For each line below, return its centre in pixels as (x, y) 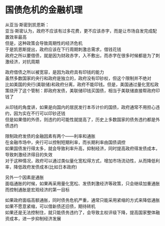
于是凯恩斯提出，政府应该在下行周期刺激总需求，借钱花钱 (63, 49)
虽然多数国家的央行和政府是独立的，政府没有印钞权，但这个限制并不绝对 (78, 78)
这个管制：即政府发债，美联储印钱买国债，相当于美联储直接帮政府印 (91, 90)
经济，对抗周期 (24, 62)
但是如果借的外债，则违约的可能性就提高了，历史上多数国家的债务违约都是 (80, 119)
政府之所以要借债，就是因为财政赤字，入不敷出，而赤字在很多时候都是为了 (80, 55)
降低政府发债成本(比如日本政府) (45, 167)
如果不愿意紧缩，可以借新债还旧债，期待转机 (50, 206)
